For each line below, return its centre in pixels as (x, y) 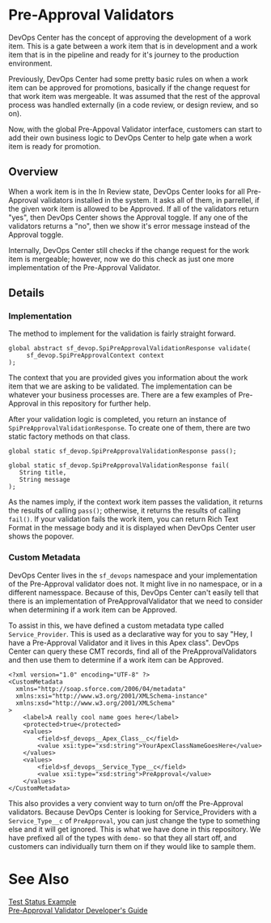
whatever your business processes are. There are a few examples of (123, 395)
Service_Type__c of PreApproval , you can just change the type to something (134, 820)
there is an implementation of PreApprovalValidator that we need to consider (135, 601)
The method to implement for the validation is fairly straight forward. (122, 333)
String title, (43, 473)
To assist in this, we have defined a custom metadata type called (116, 625)
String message (44, 480)
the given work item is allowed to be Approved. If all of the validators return (133, 208)
